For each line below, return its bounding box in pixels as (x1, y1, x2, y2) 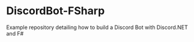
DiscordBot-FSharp (6, 4, 105, 18)
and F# (6, 30, 24, 37)
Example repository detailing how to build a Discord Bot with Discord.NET (6, 24, 188, 31)
